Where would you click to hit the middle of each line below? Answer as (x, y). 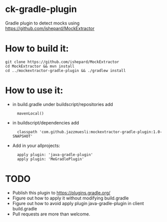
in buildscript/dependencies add (46, 122)
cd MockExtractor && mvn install (40, 66)
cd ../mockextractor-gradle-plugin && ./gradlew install (66, 70)
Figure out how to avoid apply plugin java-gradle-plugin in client (78, 203)
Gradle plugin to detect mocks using (42, 23)
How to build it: (37, 49)
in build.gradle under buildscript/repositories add (63, 104)
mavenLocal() (31, 113)
